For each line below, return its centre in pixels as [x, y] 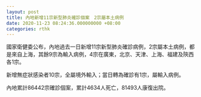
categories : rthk [28, 29]
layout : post [23, 12]
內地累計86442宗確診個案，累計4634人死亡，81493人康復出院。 [88, 88]
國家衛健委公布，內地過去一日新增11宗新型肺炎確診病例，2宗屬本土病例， [98, 47]
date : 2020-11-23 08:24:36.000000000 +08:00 [63, 23]
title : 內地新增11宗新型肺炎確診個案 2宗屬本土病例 [65, 18]
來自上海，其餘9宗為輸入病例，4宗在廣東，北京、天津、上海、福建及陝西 [103, 55]
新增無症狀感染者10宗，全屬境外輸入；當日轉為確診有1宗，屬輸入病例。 [95, 75]
